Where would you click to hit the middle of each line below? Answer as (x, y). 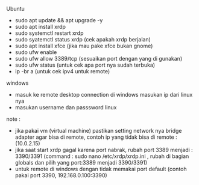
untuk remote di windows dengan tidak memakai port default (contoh (101, 169)
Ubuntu (16, 9)
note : (14, 119)
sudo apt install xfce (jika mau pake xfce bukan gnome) (84, 46)
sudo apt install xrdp (40, 27)
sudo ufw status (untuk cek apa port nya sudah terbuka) (85, 65)
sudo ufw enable (36, 52)
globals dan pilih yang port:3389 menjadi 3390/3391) (81, 162)
